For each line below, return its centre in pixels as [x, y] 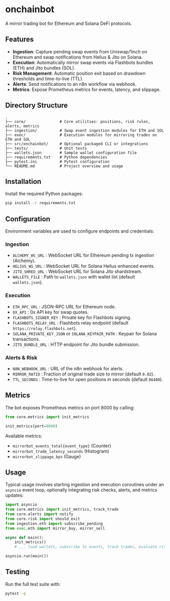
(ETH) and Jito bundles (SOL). [44, 68]
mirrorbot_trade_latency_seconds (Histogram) [61, 451]
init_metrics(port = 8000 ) [31, 426]
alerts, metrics [22, 126]
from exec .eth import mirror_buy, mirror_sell [55, 528]
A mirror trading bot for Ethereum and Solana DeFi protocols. [69, 23]
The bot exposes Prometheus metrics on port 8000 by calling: [70, 407]
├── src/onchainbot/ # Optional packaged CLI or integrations [77, 144]
